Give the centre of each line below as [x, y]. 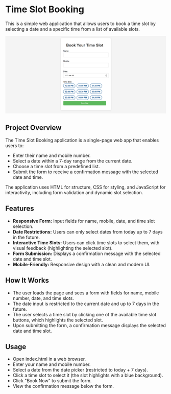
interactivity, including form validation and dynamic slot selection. [74, 192]
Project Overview [33, 128]
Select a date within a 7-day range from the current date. [72, 161]
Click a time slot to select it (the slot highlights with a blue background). [88, 375]
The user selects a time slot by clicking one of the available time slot [84, 314]
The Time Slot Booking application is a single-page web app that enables [82, 140]
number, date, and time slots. [43, 298]
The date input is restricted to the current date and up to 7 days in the [86, 304]
